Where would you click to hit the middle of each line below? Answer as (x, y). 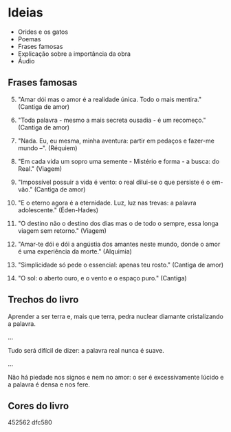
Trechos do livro (43, 300)
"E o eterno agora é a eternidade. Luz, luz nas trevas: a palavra (107, 203)
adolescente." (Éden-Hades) (58, 210)
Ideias (25, 13)
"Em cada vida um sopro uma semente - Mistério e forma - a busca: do (118, 161)
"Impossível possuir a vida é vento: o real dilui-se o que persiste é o (114, 182)
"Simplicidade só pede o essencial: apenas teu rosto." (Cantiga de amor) (121, 265)
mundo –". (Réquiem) (47, 148)
